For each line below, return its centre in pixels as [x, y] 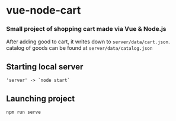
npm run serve [24, 112]
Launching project [41, 98]
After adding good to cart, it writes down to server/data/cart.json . [88, 42]
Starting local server [45, 67]
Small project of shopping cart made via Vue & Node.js [87, 29]
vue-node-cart [44, 10]
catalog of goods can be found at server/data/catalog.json [79, 48]
